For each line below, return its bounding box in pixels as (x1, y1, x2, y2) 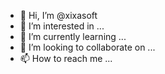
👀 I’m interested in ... (19, 20, 105, 32)
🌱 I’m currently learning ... (19, 31, 127, 42)
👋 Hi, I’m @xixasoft (19, 10, 98, 21)
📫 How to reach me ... (19, 53, 113, 64)
